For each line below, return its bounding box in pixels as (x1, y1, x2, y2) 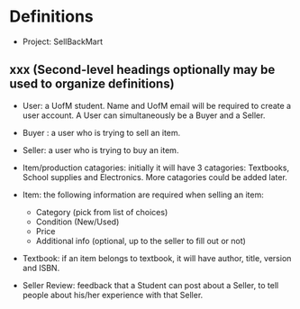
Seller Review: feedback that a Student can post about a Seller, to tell (22, 279, 279, 290)
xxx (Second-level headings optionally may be (9, 62, 276, 77)
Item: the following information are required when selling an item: (22, 189, 264, 200)
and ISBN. (22, 262, 60, 273)
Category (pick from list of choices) (35, 206, 168, 217)
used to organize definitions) (9, 77, 175, 92)
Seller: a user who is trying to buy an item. (22, 144, 179, 155)
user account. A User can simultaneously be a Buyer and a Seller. (22, 110, 266, 121)
